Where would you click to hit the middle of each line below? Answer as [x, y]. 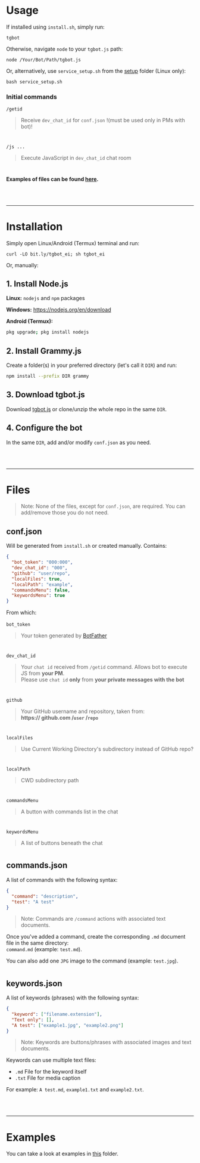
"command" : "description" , [45, 896]
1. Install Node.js [37, 284]
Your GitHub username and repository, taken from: [82, 711]
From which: [21, 613]
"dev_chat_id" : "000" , [40, 568]
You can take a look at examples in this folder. [62, 1154]
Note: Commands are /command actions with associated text [93, 919]
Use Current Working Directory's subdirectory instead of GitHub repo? [107, 749]
